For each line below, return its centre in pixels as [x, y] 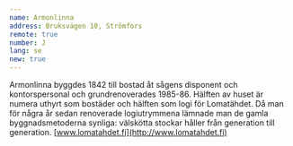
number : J [28, 43]
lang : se [26, 51]
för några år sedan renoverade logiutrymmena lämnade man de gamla [139, 113]
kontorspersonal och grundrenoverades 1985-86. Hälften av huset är [136, 94]
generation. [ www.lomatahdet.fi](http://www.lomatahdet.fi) [118, 132]
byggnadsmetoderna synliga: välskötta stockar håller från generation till [142, 123]
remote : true [34, 34]
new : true [28, 59]
